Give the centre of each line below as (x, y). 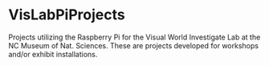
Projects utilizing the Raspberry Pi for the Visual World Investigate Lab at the (134, 37)
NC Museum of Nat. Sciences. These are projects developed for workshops (134, 45)
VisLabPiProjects (67, 15)
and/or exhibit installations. (53, 54)
